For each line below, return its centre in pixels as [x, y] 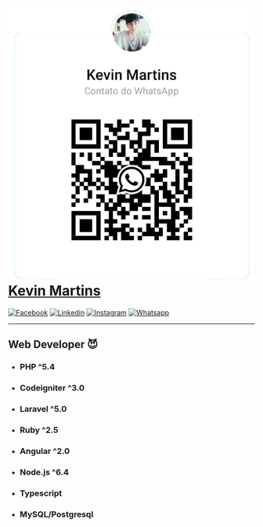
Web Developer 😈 [53, 345]
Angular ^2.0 [45, 451]
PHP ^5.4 [37, 367]
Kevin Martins [54, 291]
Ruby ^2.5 [39, 430]
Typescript [41, 493]
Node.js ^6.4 [44, 472]
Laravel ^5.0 [43, 409]
